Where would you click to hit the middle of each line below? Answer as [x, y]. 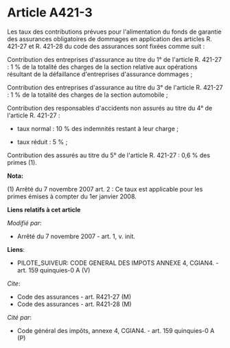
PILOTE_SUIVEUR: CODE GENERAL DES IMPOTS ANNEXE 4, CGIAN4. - [118, 263]
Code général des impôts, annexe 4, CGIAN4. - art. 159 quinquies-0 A [116, 330]
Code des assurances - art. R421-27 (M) [74, 297]
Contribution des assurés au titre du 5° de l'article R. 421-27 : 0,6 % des [109, 155]
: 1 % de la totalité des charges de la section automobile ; [88, 95]
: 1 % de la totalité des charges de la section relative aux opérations [102, 67]
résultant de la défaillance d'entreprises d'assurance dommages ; [100, 74]
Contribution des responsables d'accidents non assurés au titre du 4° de [110, 108]
